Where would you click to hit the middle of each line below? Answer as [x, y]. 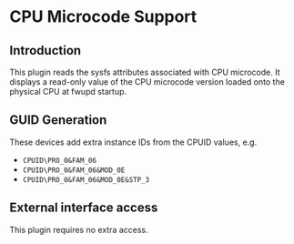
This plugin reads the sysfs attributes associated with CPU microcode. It [145, 72]
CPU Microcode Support [103, 17]
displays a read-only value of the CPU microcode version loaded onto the [147, 82]
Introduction [46, 51]
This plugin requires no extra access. [79, 229]
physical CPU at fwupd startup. [68, 91]
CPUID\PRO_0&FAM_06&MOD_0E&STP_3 [86, 179]
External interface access [84, 208]
